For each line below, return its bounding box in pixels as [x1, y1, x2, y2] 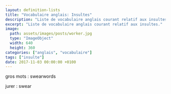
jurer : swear [5, 83, 32, 89]
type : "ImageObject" [10, 36, 53, 41]
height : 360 [10, 45, 36, 50]
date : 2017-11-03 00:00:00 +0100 [5, 59, 76, 65]
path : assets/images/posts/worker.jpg [10, 31, 93, 36]
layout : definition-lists [5, 7, 60, 13]
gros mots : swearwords [5, 73, 56, 79]
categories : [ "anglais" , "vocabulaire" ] [5, 50, 93, 55]
